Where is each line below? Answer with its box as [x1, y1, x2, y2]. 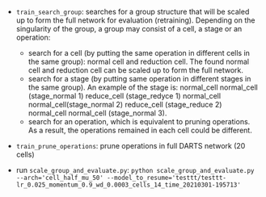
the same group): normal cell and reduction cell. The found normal [27, 57, 249, 66]
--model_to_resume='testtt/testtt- [106, 174, 227, 182]
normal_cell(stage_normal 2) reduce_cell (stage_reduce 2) [27, 100, 222, 109]
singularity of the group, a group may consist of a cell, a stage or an [15, 24, 243, 33]
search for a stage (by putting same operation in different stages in [27, 74, 251, 83]
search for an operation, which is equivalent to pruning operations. [27, 117, 251, 126]
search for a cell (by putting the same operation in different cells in [27, 48, 251, 57]
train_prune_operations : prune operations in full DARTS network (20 [15, 141, 246, 150]
